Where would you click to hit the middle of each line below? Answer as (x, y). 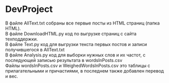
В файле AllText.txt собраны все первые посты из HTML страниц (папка (82, 23)
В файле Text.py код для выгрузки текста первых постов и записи (76, 44)
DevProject (29, 9)
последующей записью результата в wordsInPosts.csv (64, 60)
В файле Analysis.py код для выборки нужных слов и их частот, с (75, 55)
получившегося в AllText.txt (35, 49)
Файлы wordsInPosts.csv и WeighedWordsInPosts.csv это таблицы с (78, 65)
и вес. (12, 76)
